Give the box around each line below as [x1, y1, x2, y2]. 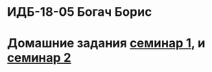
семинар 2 [7, 50, 71, 66]
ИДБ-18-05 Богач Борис [7, 4, 152, 20]
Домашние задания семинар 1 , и [7, 36, 206, 51]
